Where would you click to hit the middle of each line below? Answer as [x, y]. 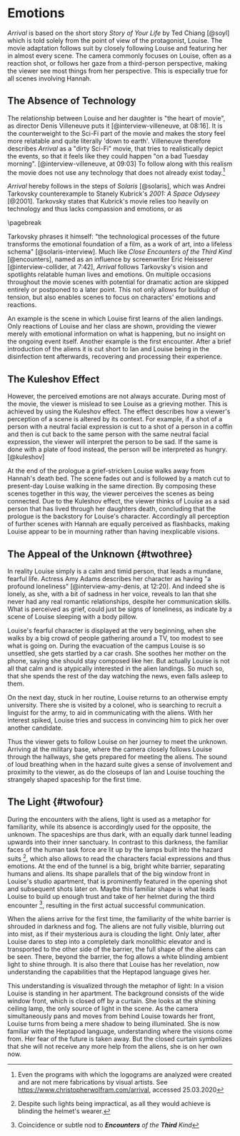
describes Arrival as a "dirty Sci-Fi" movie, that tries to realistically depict [115, 149]
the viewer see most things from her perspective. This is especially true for [118, 71]
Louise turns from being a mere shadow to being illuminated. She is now [114, 1024]
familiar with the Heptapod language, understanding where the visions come [120, 1031]
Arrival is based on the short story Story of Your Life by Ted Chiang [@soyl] [119, 33]
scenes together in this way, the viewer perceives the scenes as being [111, 493]
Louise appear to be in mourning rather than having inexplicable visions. [114, 532]
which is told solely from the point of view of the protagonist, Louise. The [115, 40]
